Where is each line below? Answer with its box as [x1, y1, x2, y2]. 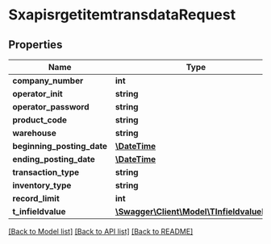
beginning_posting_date [12, 141, 107, 151]
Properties [8, 38, 63, 52]
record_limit [12, 193, 60, 204]
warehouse [12, 127, 56, 139]
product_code [12, 114, 67, 126]
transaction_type [12, 167, 80, 178]
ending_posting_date [12, 154, 95, 164]
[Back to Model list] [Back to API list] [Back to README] [8, 227, 194, 236]
